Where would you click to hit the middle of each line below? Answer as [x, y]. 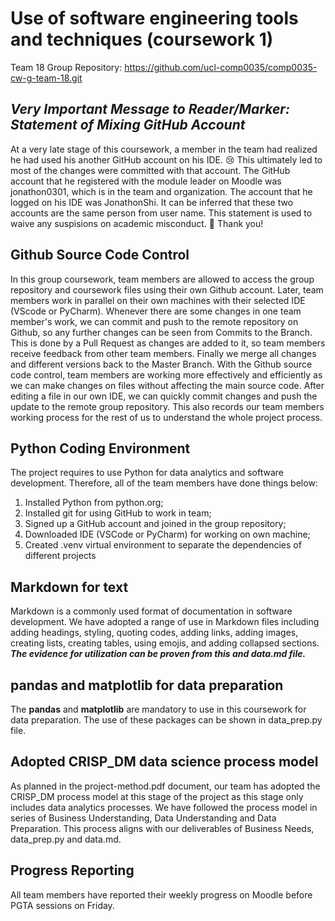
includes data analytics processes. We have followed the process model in [164, 807]
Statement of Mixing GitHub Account [128, 125]
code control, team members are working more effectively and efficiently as [166, 374]
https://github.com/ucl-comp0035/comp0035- [221, 67]
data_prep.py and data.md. [66, 839]
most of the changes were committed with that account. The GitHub [150, 170]
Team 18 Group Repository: [66, 67]
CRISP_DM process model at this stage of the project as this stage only [157, 796]
